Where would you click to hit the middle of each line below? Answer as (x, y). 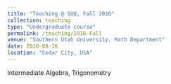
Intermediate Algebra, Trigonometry (59, 72)
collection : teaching (39, 20)
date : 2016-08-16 (33, 46)
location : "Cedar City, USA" (50, 53)
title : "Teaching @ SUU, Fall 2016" (61, 14)
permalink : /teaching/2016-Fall (55, 33)
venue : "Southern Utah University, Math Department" (86, 40)
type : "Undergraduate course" (52, 27)
